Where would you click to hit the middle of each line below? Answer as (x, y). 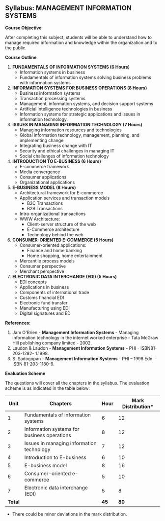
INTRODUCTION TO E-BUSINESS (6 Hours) (57, 161)
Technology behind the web (55, 234)
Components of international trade (54, 292)
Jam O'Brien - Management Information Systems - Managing (75, 332)
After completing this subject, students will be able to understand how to (79, 37)
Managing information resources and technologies (70, 130)
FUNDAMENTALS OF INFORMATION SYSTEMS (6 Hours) (71, 67)
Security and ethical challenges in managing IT (67, 150)
